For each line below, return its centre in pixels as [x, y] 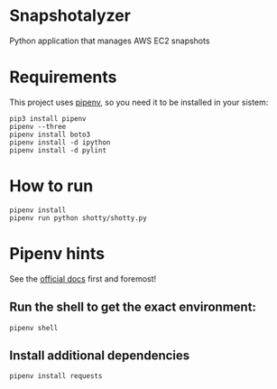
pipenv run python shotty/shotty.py [78, 218]
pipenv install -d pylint [58, 150]
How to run [51, 186]
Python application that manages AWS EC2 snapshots [110, 41]
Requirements [63, 77]
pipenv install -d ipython [60, 142]
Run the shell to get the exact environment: [133, 307]
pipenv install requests [56, 376]
